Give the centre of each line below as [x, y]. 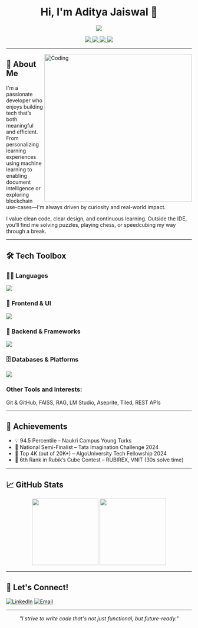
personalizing [23, 144]
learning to [19, 169]
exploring [18, 194]
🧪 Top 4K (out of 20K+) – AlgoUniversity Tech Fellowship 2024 [90, 454]
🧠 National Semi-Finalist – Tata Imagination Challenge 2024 [87, 447]
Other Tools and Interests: [44, 389]
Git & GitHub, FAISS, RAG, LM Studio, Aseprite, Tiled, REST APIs [83, 402]
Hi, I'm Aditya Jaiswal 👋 [99, 12]
